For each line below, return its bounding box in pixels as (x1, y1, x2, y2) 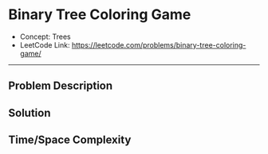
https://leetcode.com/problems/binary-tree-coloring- (71, 40, 246, 49)
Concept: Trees (19, 32, 71, 41)
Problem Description (8, 79, 113, 93)
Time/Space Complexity (8, 133, 132, 147)
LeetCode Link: (19, 40, 70, 49)
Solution (8, 106, 51, 120)
